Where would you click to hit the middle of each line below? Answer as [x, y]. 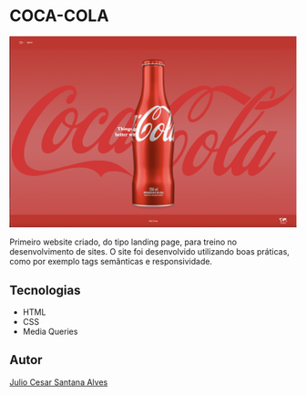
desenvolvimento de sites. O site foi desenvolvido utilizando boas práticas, [149, 252]
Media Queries [50, 331]
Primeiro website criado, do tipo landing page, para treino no [123, 242]
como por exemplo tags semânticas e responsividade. [111, 262]
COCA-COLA [59, 16]
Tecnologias [45, 290]
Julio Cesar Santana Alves [59, 382]
